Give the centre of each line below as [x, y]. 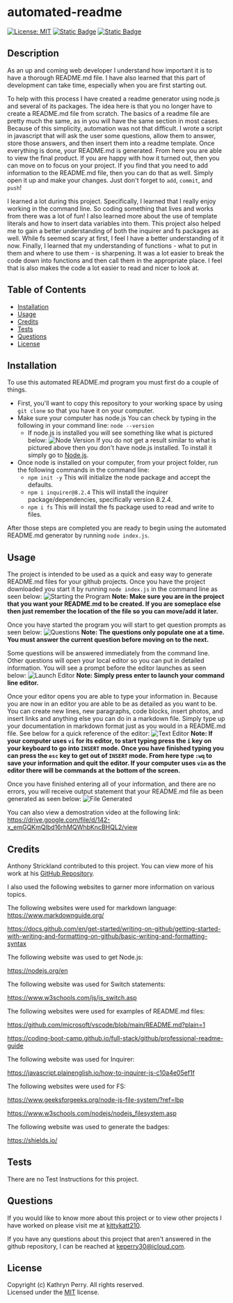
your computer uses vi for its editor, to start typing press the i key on [110, 741]
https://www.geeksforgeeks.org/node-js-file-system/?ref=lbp [96, 1100]
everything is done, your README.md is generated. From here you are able [115, 150]
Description [33, 53]
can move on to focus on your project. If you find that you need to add [108, 165]
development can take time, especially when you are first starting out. [107, 85]
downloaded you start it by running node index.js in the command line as [112, 589]
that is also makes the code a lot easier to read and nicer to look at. [103, 268]
